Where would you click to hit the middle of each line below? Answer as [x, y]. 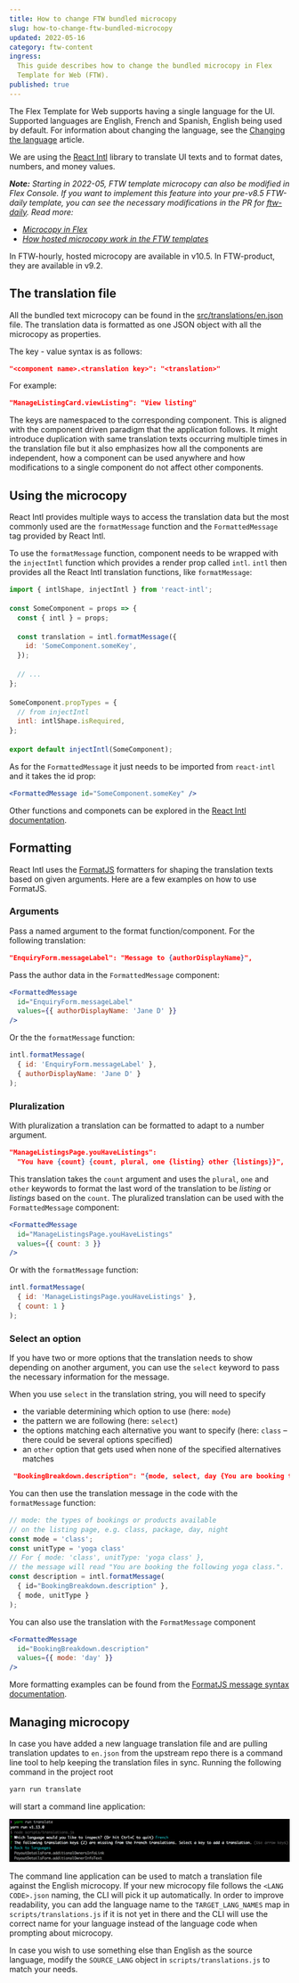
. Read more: [50, 212]
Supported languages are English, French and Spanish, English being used [146, 120]
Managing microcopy [70, 1722]
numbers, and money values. [62, 166]
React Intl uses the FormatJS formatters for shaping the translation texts [141, 869]
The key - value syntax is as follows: [76, 351]
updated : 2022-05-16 [48, 37]
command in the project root [61, 1772]
